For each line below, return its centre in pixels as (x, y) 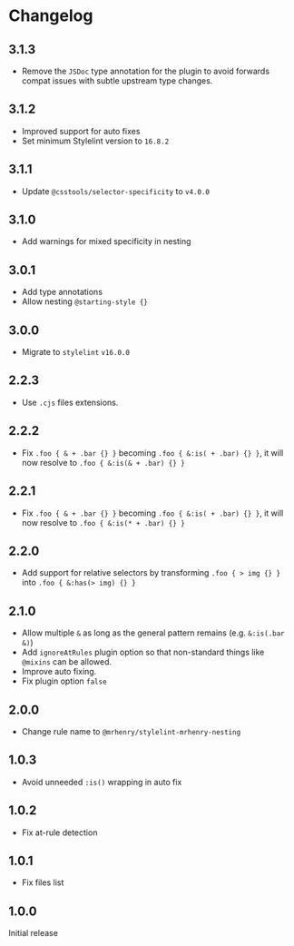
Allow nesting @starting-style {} (85, 301)
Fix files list (43, 882)
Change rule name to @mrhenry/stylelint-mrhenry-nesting (131, 731)
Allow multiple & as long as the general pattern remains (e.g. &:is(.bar (153, 633)
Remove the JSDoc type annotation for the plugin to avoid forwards (145, 71)
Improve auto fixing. (59, 672)
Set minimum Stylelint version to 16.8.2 (95, 141)
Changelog (51, 16)
